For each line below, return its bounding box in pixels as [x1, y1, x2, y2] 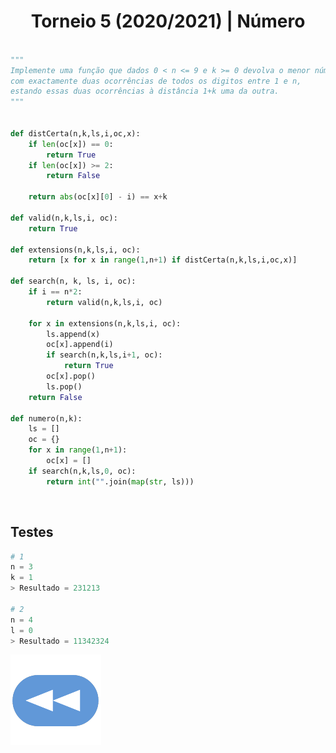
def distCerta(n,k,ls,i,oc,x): [10, 128, 141, 139]
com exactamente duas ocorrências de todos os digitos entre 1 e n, [10, 76, 302, 86]
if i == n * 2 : [28, 287, 83, 297]
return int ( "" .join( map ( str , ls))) [46, 476, 195, 487]
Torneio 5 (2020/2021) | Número [30, 10, 306, 33]
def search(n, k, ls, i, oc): [10, 276, 137, 287]
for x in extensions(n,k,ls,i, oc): [28, 318, 182, 329]
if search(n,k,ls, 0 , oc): [28, 466, 137, 476]
